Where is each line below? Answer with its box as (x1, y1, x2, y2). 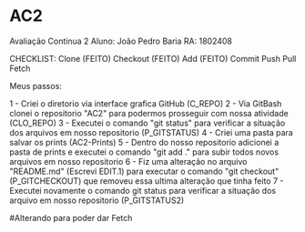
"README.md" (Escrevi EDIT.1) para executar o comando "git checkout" (9, 166, 280, 177)
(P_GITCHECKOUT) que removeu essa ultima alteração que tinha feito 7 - (9, 175, 284, 187)
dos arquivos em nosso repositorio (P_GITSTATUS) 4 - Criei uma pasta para (9, 126, 293, 137)
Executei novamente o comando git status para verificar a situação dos (9, 185, 276, 196)
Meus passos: (9, 80, 62, 91)
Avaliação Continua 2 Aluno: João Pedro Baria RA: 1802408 (9, 35, 232, 46)
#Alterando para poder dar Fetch (9, 212, 133, 223)
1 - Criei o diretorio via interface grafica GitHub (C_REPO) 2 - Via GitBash (9, 97, 282, 109)
